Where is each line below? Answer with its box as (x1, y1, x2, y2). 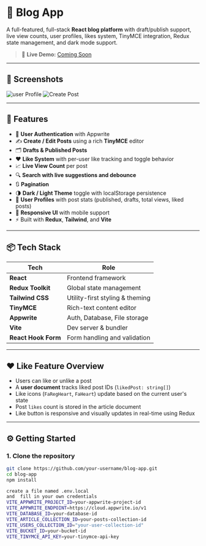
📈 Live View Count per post (15, 162, 88, 169)
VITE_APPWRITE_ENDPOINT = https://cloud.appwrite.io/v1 (6, 505, 147, 511)
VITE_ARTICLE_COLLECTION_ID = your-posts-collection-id (6, 516, 147, 523)
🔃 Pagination (15, 180, 49, 188)
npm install (6, 477, 37, 483)
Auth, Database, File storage (67, 314, 149, 322)
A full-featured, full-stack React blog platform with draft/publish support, (6, 26, 192, 33)
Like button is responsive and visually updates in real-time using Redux (15, 410, 195, 417)
